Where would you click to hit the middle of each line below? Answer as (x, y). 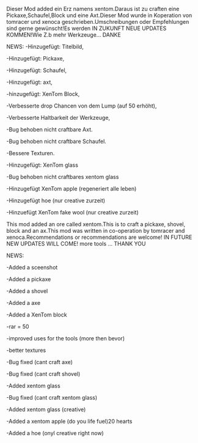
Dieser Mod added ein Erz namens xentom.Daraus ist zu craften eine (93, 9)
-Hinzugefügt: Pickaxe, (35, 58)
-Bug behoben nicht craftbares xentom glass (63, 177)
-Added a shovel (27, 291)
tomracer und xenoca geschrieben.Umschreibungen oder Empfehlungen (98, 22)
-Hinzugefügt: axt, (30, 82)
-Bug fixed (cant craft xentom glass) (52, 397)
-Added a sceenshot (32, 267)
